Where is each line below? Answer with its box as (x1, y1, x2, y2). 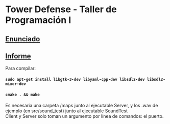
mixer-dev (5, 81, 27, 86)
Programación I (5, 14, 71, 26)
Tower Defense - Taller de (5, 4, 117, 15)
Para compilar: (5, 65, 36, 72)
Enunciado (5, 35, 40, 43)
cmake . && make (5, 92, 40, 97)
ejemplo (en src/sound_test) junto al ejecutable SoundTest (5, 108, 128, 114)
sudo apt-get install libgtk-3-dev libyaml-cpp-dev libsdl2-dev (5, 77, 145, 82)
